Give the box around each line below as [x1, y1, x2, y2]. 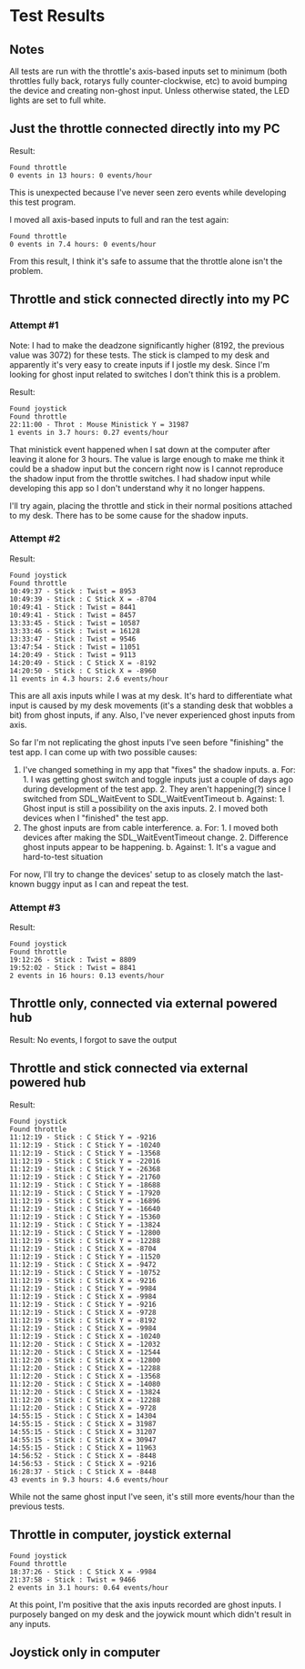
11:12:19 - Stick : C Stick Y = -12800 [9, 1228, 161, 1238]
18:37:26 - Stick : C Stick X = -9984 [9, 1567, 157, 1576]
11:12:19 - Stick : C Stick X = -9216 [9, 1276, 157, 1285]
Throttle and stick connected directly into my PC [9, 292, 290, 308]
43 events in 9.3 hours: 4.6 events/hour [9, 1475, 169, 1484]
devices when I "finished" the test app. [22, 812, 168, 824]
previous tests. [9, 1501, 66, 1512]
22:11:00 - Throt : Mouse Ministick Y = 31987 [9, 420, 189, 429]
